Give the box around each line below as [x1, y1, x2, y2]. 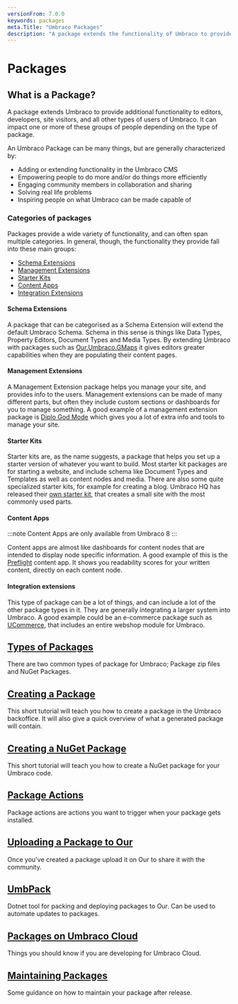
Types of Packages [7, 641, 93, 653]
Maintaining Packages [7, 969, 108, 981]
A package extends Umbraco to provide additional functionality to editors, [7, 108, 223, 116]
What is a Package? [7, 89, 96, 101]
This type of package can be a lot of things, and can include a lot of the [7, 597, 216, 607]
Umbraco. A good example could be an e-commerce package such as [7, 613, 212, 622]
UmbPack [7, 883, 51, 895]
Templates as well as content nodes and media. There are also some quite [7, 475, 224, 483]
